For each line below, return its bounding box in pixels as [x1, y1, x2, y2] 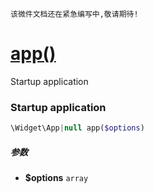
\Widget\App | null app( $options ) [10, 123, 145, 133]
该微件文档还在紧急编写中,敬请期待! [10, 9, 139, 19]
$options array [24, 172, 89, 184]
